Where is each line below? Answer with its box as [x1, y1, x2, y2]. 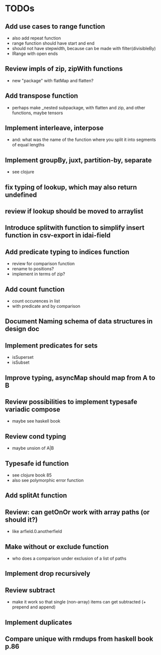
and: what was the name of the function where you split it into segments [12, 137, 156, 142]
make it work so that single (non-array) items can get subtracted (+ [12, 599, 146, 605]
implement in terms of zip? [12, 271, 65, 277]
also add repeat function [12, 35, 61, 41]
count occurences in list [12, 298, 60, 304]
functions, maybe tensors [12, 110, 63, 116]
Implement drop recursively [5, 569, 90, 578]
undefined [5, 191, 37, 199]
